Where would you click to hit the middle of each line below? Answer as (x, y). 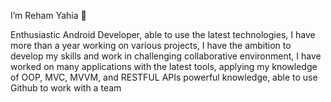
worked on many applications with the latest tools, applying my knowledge (164, 66)
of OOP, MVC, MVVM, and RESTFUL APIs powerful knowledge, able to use (164, 77)
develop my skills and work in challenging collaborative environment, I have (166, 56)
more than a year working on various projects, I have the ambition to (151, 45)
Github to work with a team (66, 88)
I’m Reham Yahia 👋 (48, 15)
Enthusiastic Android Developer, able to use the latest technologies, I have (163, 34)
